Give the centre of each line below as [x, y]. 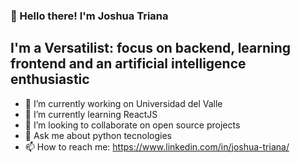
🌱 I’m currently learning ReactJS [91, 114]
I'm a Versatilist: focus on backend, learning [151, 48]
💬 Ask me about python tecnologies [98, 135]
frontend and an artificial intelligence [128, 64]
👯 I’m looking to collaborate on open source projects [132, 125]
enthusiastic [50, 79]
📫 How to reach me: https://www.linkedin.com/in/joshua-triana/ [157, 146]
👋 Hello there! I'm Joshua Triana [89, 16]
